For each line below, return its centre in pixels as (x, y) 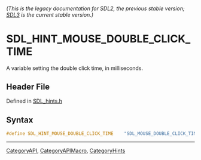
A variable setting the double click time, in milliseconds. (75, 68)
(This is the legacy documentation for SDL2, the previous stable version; (95, 8)
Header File (28, 87)
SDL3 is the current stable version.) (50, 14)
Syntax (20, 120)
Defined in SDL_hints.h (34, 101)
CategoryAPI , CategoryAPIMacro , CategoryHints (66, 151)
